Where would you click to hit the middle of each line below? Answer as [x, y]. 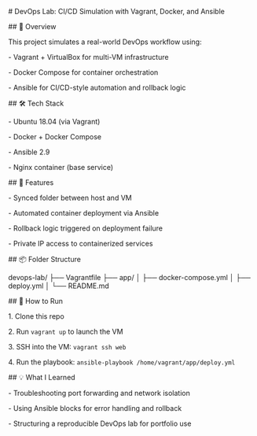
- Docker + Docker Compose [55, 137]
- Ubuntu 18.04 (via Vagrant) [54, 122]
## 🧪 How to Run [36, 301]
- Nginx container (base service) [61, 167]
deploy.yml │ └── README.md [59, 286]
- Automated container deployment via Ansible [84, 213]
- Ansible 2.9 [29, 152]
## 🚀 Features [31, 183]
